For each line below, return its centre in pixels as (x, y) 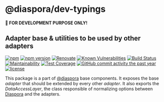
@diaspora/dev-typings (55, 9)
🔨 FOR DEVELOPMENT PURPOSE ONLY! (46, 23)
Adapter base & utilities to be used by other (73, 38)
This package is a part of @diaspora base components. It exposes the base (82, 78)
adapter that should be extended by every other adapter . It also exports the (82, 83)
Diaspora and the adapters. (33, 94)
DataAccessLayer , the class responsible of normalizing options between (79, 89)
